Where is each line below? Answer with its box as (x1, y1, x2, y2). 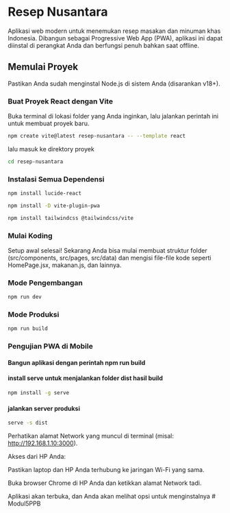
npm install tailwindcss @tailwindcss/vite (8, 214, 134, 221)
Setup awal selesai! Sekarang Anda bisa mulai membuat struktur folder (8, 247, 207, 255)
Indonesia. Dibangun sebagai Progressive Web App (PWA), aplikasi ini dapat (8, 34, 223, 42)
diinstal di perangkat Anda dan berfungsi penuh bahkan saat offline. (8, 41, 199, 49)
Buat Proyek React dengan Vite (8, 97, 114, 106)
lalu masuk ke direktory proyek (8, 145, 94, 153)
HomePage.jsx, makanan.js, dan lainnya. (8, 261, 122, 269)
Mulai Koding (8, 231, 53, 240)
